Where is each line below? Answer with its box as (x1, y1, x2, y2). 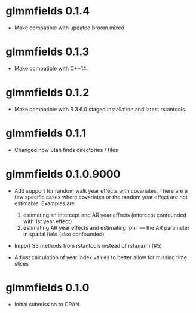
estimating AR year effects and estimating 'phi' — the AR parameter (23, 224, 190, 231)
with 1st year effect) (23, 217, 72, 225)
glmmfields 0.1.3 (5, 45, 90, 59)
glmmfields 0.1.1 (5, 127, 87, 140)
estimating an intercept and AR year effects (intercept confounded (23, 211, 186, 218)
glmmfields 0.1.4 (5, 4, 90, 18)
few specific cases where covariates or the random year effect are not (14, 193, 188, 200)
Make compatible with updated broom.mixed (14, 24, 125, 31)
